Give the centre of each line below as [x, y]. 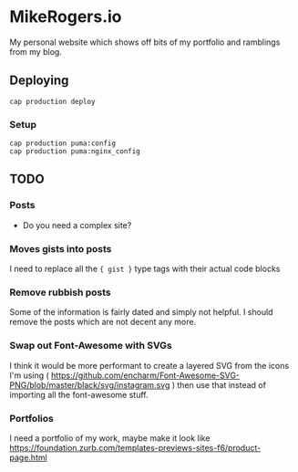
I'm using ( [30, 375]
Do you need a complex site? [77, 225]
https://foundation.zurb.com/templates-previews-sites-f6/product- [135, 447]
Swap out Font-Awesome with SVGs [91, 346]
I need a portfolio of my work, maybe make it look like [110, 438]
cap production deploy [52, 101]
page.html [28, 457]
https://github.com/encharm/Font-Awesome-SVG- [145, 375]
